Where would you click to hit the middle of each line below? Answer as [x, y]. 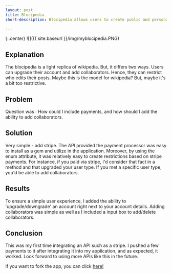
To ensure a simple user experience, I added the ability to [66, 201]
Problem [19, 99]
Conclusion [24, 233]
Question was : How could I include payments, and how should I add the [81, 111]
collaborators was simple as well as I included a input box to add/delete [81, 212]
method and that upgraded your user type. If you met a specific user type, [84, 167]
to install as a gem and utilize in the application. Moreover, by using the [80, 151]
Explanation [25, 54]
